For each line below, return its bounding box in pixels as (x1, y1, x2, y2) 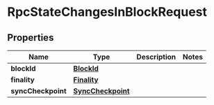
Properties (7, 32, 54, 44)
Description (136, 52, 176, 61)
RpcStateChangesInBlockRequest (7, 4, 207, 20)
